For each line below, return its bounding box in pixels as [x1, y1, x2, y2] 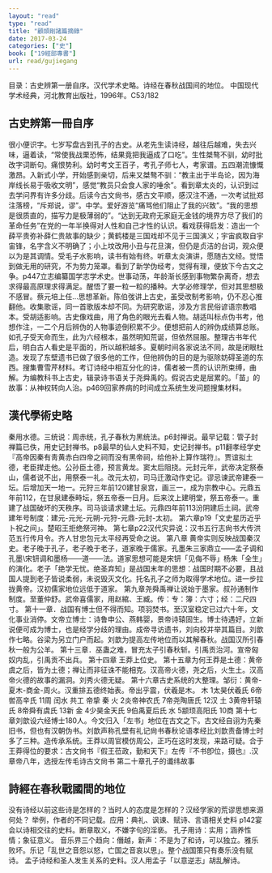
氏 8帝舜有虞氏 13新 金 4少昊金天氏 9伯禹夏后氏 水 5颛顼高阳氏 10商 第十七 [8, 705, 257, 715]
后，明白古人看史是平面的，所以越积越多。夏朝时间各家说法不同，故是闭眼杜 [8, 342, 264, 352]
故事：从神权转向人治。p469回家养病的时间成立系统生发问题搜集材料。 [8, 383, 246, 392]
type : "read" [8, 19, 53, 28]
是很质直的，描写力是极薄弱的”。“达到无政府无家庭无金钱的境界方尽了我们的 [8, 210, 263, 220]
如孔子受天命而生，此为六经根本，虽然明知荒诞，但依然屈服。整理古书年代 [8, 332, 257, 341]
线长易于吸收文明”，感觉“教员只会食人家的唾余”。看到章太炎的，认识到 [15, 180, 253, 190]
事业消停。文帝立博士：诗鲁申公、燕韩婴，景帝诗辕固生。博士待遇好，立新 [15, 614, 264, 624]
